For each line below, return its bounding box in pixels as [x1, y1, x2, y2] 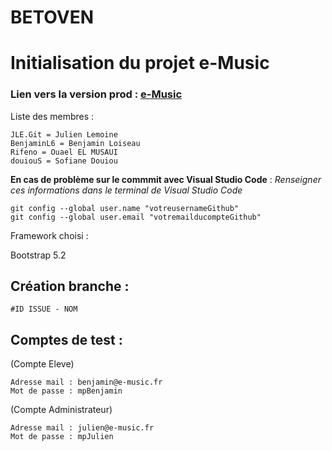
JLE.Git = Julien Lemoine [10, 129, 118, 140]
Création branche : [10, 278, 130, 295]
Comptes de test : [10, 331, 123, 348]
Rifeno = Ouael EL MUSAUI [10, 147, 118, 157]
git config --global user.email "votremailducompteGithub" [10, 212, 262, 222]
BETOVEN [10, 6, 95, 29]
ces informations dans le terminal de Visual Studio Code [10, 184, 243, 196]
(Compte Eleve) [10, 358, 75, 370]
